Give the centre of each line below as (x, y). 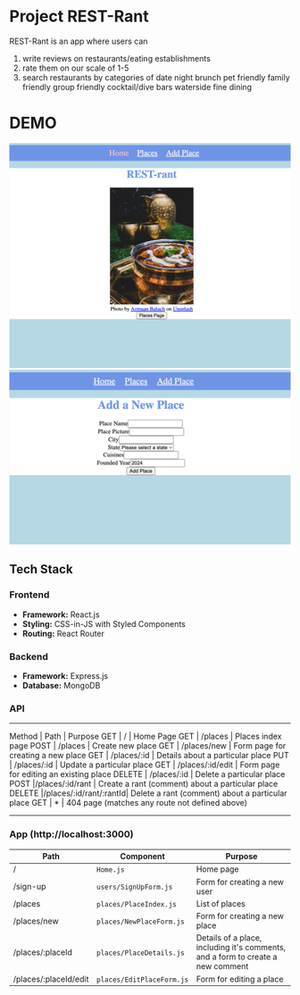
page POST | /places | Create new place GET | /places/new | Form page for (148, 746)
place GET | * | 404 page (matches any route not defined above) (129, 803)
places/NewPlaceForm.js (141, 922)
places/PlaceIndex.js (137, 904)
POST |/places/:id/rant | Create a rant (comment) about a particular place (144, 784)
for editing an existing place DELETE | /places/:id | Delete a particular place (147, 774)
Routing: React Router (63, 633)
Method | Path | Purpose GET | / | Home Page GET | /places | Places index (146, 736)
